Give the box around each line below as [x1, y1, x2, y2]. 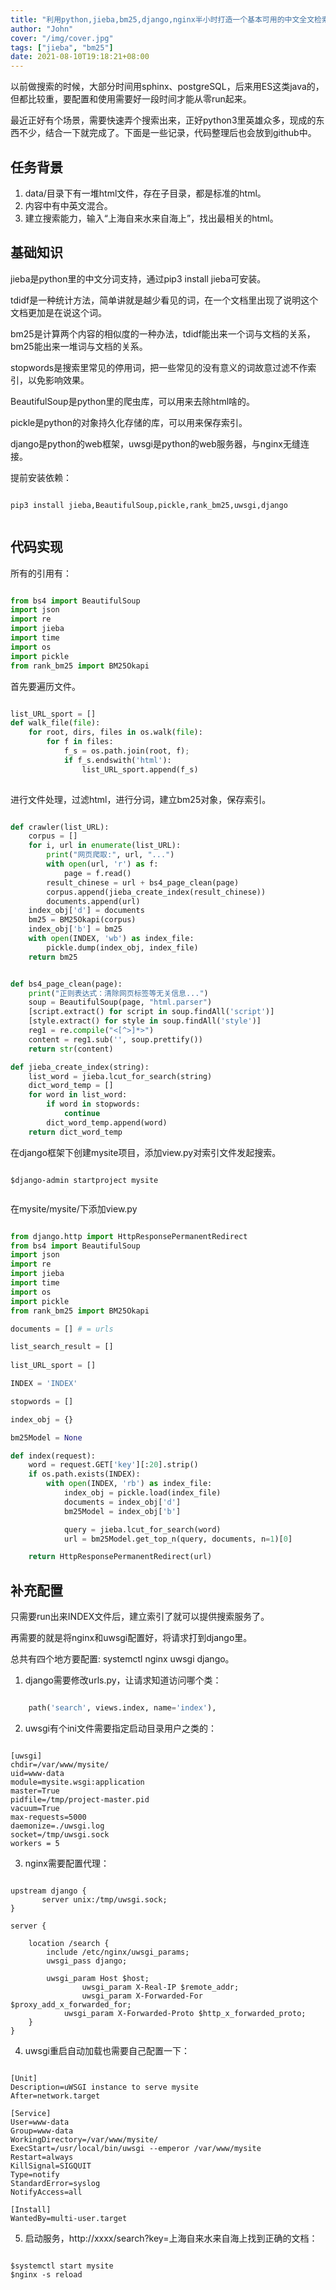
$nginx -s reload [10, 2270, 83, 2280]
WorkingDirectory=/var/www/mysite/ [10, 2135, 159, 2145]
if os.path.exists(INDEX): [28, 1469, 141, 1480]
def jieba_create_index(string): [10, 1062, 150, 1072]
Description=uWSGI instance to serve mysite [10, 2082, 199, 2092]
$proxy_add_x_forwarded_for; [10, 2000, 132, 2010]
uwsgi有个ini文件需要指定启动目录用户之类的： [24, 1722, 217, 1734]
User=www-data [10, 2117, 70, 2127]
